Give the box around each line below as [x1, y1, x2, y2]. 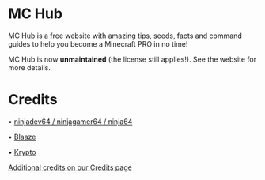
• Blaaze [8, 132, 36, 141]
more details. [8, 62, 51, 72]
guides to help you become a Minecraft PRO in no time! [8, 39, 188, 48]
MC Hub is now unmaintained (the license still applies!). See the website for [8, 54, 257, 64]
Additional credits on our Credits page [8, 163, 132, 172]
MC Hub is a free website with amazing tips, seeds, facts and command [8, 31, 243, 40]
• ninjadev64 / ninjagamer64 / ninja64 [8, 116, 133, 126]
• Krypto [8, 147, 36, 156]
